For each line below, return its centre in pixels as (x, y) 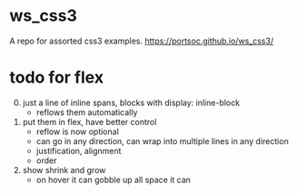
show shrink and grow (64, 170)
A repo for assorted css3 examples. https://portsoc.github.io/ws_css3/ (142, 41)
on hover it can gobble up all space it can (113, 179)
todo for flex (57, 78)
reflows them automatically (87, 112)
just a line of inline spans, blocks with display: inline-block (131, 102)
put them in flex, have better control (89, 121)
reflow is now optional (78, 131)
